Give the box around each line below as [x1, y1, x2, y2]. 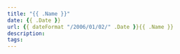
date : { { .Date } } [7, 17, 61, 24]
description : [7, 29, 46, 37]
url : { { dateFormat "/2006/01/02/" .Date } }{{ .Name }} [7, 23, 174, 30]
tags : [7, 36, 23, 43]
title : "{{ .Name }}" [7, 10, 71, 18]
